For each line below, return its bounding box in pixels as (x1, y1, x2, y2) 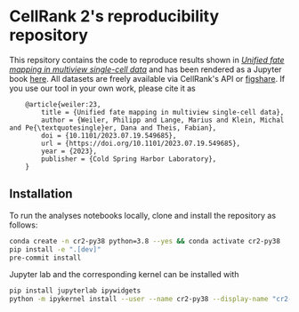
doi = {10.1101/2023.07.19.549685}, (41, 131, 177, 140)
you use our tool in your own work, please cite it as (9, 83, 196, 93)
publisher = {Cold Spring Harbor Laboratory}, (41, 154, 217, 164)
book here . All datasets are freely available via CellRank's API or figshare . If (9, 73, 286, 84)
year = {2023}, (41, 147, 98, 156)
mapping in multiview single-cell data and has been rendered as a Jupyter (9, 64, 282, 75)
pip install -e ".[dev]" (9, 244, 101, 254)
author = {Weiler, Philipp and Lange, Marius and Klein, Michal (41, 116, 285, 124)
